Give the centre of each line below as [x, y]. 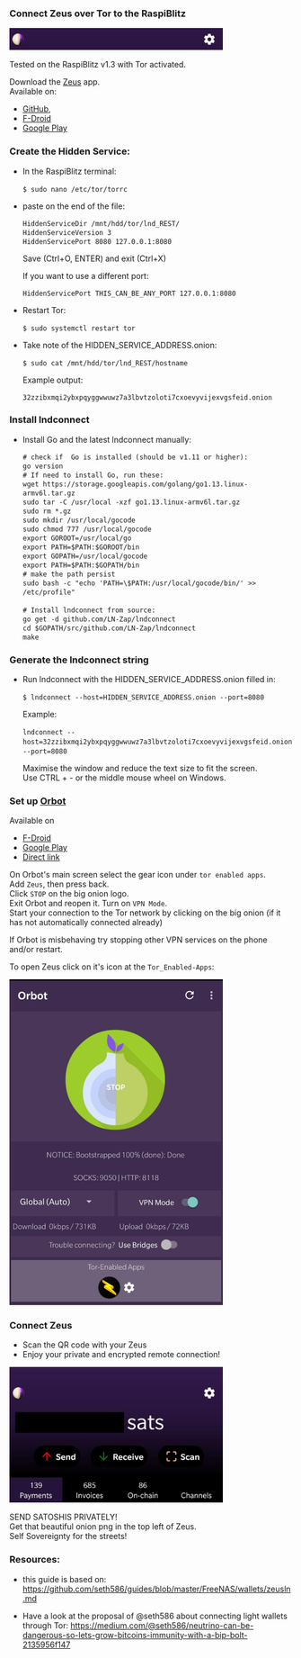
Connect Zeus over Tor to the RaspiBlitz [98, 14]
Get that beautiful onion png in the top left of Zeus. [103, 1527]
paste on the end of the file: [74, 206]
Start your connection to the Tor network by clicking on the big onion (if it [145, 913]
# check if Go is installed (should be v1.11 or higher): [135, 457]
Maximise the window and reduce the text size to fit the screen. [140, 769]
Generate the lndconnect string [80, 660]
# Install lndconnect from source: [89, 610]
